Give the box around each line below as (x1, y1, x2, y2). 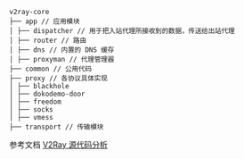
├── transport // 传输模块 (9, 122, 104, 131)
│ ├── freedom (9, 97, 62, 106)
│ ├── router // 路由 (9, 36, 87, 45)
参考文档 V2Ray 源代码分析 (9, 139, 109, 150)
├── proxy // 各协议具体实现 (9, 74, 109, 83)
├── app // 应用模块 (9, 17, 80, 26)
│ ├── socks (9, 105, 53, 114)
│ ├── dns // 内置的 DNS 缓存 (9, 46, 115, 54)
